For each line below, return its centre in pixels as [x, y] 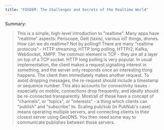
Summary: [16, 24]
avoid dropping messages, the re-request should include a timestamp [88, 80]
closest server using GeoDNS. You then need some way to [77, 117]
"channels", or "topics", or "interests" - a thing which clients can [82, 101]
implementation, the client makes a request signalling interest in [82, 65]
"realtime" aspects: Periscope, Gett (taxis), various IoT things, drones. [88, 38]
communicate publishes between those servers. [66, 122]
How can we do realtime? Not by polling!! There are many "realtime [85, 44]
